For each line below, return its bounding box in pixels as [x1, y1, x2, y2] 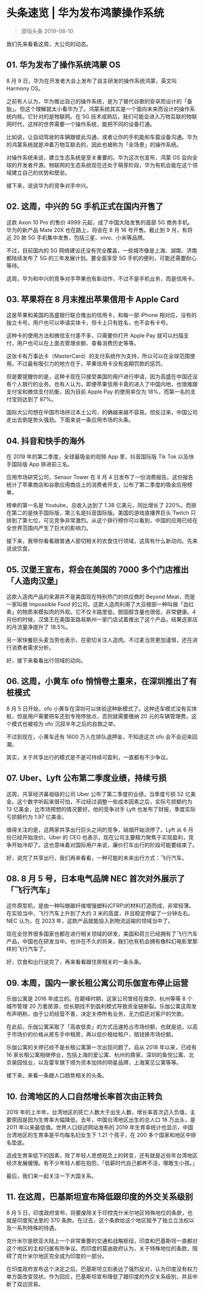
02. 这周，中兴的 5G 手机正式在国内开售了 [6, 202, 164, 212]
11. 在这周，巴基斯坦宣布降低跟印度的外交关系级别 [6, 1192, 193, 1202]
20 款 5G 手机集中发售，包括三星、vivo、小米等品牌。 [13, 234, 149, 241]
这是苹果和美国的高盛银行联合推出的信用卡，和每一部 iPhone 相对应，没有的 [6, 312, 197, 319]
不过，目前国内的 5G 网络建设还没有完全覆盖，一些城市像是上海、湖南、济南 [6, 247, 197, 254]
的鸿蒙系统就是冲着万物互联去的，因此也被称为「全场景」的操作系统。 [6, 141, 182, 148]
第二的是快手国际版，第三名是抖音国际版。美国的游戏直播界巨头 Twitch [11, 509, 189, 517]
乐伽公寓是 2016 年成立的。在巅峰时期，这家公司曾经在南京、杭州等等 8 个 [6, 995, 193, 1003]
